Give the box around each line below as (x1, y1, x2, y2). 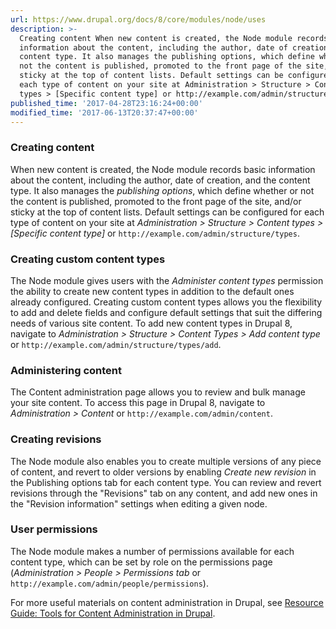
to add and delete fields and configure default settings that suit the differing (10, 306, 323, 318)
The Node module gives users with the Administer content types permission (10, 274, 324, 286)
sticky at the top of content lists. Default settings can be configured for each (10, 206, 325, 218)
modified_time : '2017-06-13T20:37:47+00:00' (10, 107, 199, 118)
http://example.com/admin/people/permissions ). (10, 577, 209, 589)
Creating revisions (10, 432, 102, 446)
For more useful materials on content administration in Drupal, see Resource (10, 596, 324, 608)
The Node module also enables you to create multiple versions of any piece (10, 455, 322, 467)
